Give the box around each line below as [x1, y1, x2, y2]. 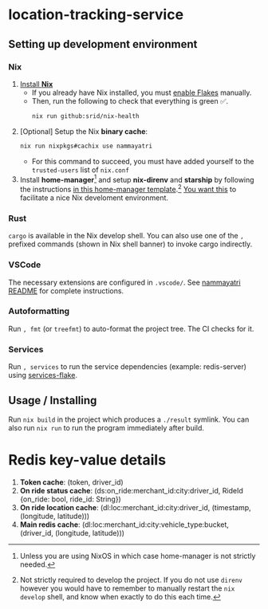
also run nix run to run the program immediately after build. [8, 422, 205, 432]
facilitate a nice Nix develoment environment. [19, 193, 169, 202]
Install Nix [19, 79, 53, 88]
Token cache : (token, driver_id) [19, 477, 124, 487]
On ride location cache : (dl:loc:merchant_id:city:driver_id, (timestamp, [19, 502, 251, 512]
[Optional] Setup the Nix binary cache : [19, 126, 148, 136]
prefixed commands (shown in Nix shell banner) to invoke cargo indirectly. [8, 239, 253, 249]
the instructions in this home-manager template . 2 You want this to [19, 183, 237, 194]
